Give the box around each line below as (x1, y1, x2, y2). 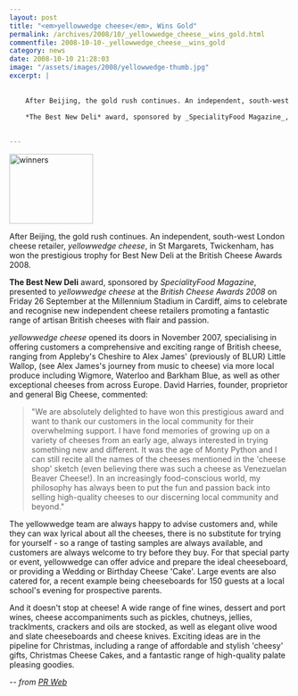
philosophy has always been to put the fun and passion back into (30, 482, 270, 492)
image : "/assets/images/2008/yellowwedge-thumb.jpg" (9, 63, 210, 72)
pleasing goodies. (9, 659, 75, 670)
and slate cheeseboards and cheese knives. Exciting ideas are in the (9, 631, 261, 641)
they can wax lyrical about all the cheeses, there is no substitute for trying (9, 528, 281, 539)
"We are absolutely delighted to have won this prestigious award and (30, 407, 285, 416)
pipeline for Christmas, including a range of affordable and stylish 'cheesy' (9, 641, 284, 650)
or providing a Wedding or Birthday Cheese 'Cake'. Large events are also (9, 566, 277, 576)
